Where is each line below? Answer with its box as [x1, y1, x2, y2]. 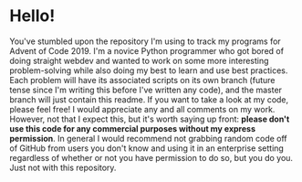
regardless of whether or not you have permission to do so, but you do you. [9, 152, 294, 163]
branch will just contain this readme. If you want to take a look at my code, [9, 93, 289, 105]
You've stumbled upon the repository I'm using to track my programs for [9, 36, 281, 47]
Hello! [9, 5, 56, 27]
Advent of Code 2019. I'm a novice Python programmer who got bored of [9, 45, 285, 56]
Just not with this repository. [9, 162, 117, 173]
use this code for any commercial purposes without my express [9, 123, 255, 134]
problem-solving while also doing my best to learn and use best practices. [9, 65, 288, 76]
